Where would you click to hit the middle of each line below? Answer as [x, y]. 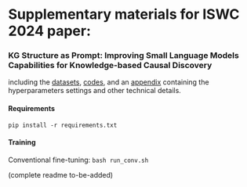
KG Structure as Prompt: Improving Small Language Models [123, 56]
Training [22, 142]
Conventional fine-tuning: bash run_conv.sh [78, 160]
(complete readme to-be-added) [61, 174]
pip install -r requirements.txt [63, 125]
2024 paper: [50, 31]
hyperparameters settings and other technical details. [95, 91]
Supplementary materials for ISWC [124, 14]
